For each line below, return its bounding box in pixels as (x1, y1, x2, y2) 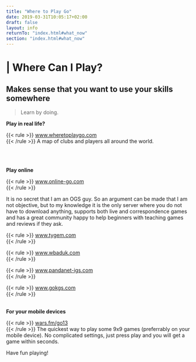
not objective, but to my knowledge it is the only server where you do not (6, 202, 183, 208)
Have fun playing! (6, 349, 49, 356)
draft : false (6, 19, 38, 25)
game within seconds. (6, 338, 60, 345)
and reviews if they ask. (6, 220, 63, 227)
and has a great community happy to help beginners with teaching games (6, 214, 184, 221)
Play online (6, 167, 34, 173)
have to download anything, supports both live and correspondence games (6, 208, 187, 215)
